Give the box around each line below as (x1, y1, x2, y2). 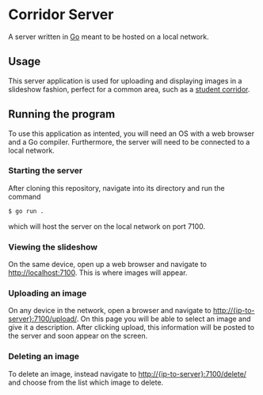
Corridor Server (8, 6, 114, 24)
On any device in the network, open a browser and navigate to (8, 306, 212, 316)
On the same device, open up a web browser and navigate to (8, 260, 208, 269)
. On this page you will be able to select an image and (76, 314, 251, 323)
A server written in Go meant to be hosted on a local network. (8, 32, 210, 41)
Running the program (8, 107, 116, 121)
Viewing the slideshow (8, 241, 97, 252)
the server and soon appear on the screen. (8, 331, 148, 341)
